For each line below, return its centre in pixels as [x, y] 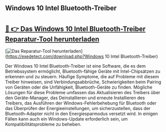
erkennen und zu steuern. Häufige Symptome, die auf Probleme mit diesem [82, 76]
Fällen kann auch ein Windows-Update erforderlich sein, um [66, 119]
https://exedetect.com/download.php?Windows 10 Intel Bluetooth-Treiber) [82, 56]
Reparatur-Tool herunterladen [52, 39]
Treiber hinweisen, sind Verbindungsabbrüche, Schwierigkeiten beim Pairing [83, 82]
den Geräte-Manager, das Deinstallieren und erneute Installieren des [75, 98]
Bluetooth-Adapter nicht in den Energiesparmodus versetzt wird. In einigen [82, 114]
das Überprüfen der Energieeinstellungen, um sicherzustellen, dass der [78, 108]
